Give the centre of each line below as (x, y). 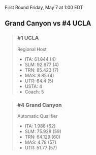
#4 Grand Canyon (39, 105)
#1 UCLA (28, 38)
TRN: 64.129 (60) (42, 137)
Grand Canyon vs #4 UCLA (48, 23)
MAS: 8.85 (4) (39, 75)
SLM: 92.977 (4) (42, 64)
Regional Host (32, 49)
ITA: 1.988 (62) (40, 126)
